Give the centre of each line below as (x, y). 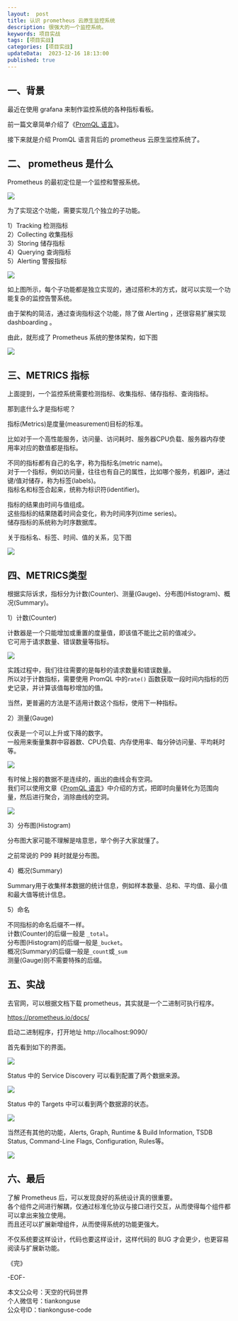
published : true (31, 60)
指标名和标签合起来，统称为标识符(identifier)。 (75, 490)
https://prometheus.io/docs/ (49, 1017)
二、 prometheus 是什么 (60, 164)
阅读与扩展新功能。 (35, 1248)
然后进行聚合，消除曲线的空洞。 (66, 797)
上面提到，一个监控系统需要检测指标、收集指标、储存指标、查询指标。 (110, 394)
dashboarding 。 (32, 322)
